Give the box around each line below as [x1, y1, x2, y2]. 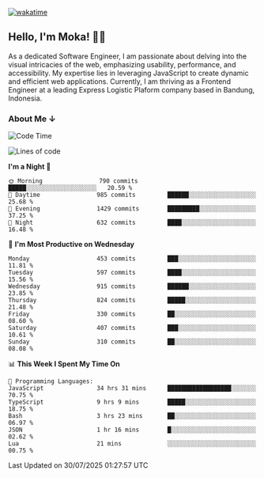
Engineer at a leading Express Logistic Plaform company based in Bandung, [8, 85, 255, 94]
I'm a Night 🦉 [8, 162, 51, 172]
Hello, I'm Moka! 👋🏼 [8, 30, 107, 44]
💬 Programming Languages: [8, 377, 93, 385]
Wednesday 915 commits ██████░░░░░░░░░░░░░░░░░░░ [8, 283, 257, 290]
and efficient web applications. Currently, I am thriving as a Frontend [8, 76, 232, 86]
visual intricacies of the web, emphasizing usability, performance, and [8, 59, 236, 69]
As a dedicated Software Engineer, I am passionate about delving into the [8, 51, 247, 61]
